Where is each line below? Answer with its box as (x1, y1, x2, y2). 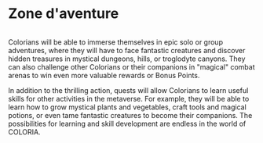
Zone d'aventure (8, 5, 119, 23)
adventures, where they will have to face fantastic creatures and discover (8, 45, 246, 55)
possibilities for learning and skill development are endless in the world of (8, 119, 247, 128)
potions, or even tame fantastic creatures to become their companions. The (8, 110, 253, 120)
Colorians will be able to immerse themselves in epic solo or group (8, 37, 224, 47)
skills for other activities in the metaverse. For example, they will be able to (8, 94, 250, 103)
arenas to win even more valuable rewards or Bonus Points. (8, 70, 200, 80)
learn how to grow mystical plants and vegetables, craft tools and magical (8, 102, 247, 112)
